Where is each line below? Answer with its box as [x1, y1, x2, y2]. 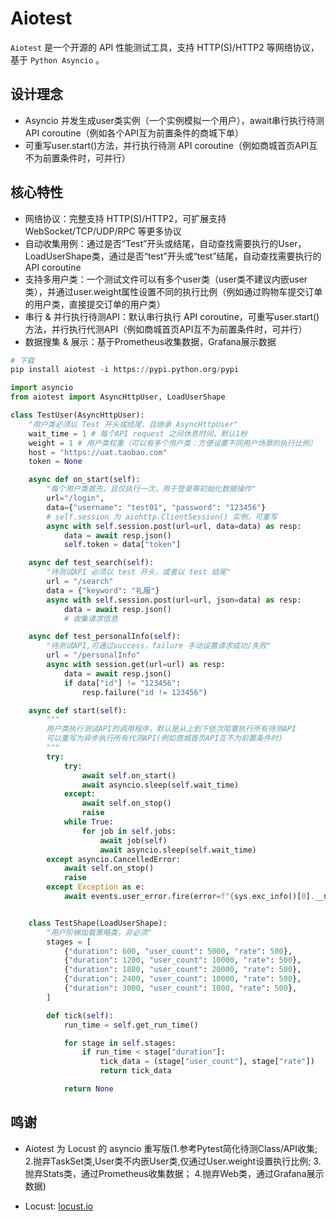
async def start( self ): [28, 705, 128, 716]
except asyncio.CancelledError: [46, 854, 182, 864]
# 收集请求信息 [63, 613, 118, 624]
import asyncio [10, 383, 74, 393]
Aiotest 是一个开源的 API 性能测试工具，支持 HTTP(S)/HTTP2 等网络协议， [10, 41, 320, 53]
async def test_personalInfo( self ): [28, 632, 182, 642]
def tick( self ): [46, 1010, 114, 1021]
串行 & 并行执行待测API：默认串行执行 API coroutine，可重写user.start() [24, 310, 320, 322]
